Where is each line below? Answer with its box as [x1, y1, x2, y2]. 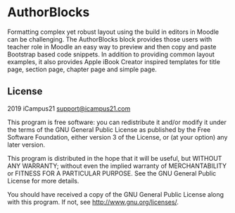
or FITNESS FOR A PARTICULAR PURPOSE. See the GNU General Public [7, 169, 217, 177]
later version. [7, 140, 46, 149]
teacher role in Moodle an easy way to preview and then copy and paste [7, 42, 217, 51]
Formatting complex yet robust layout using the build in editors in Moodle [7, 28, 220, 36]
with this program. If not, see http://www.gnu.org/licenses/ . [7, 197, 179, 206]
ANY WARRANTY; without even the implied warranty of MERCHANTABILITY [7, 162, 227, 170]
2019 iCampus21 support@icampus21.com [7, 104, 131, 113]
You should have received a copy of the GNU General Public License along [7, 190, 224, 198]
